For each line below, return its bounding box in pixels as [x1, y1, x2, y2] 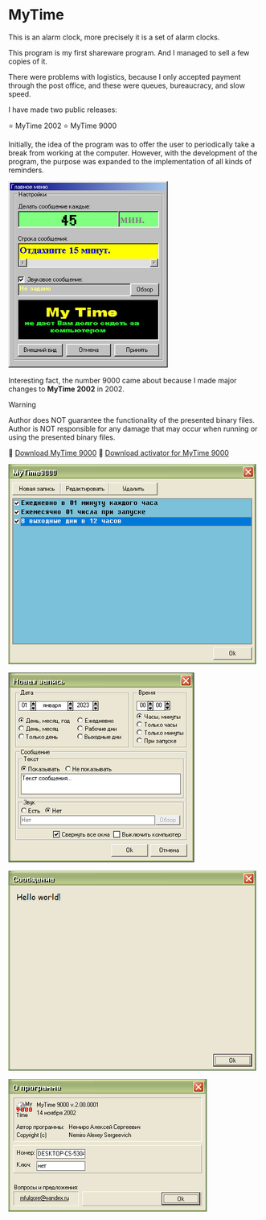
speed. [8, 89, 31, 98]
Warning [8, 399, 36, 409]
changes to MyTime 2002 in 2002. [8, 384, 125, 394]
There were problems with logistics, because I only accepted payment [8, 72, 241, 81]
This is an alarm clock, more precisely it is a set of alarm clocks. [8, 32, 220, 42]
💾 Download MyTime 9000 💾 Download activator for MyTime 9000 [8, 448, 229, 457]
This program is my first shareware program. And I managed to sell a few [8, 48, 250, 57]
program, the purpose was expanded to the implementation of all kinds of [8, 156, 252, 166]
